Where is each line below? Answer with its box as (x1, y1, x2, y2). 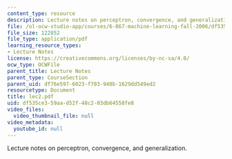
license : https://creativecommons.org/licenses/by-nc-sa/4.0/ (7, 55, 190, 62)
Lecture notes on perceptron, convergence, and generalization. (7, 144, 188, 152)
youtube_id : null (13, 125, 64, 132)
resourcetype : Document (7, 87, 76, 94)
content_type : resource (7, 10, 76, 17)
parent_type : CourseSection (7, 74, 88, 81)
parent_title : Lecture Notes (7, 67, 91, 74)
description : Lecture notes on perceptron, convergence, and (7, 17, 187, 23)
